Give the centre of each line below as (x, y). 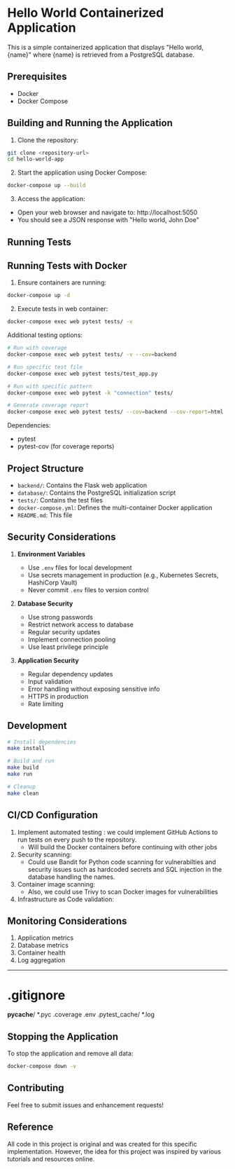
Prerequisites (37, 77)
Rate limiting (46, 704)
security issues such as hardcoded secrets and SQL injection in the (125, 869)
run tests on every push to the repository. (77, 840)
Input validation (50, 681)
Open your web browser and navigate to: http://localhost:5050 (107, 212)
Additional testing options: (45, 335)
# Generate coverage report (48, 405)
